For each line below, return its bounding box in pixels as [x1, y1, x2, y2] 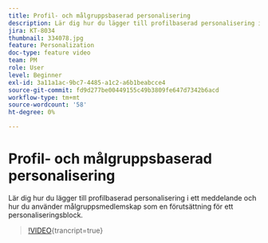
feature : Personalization [8, 42, 94, 50]
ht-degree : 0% [8, 109, 56, 117]
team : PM [8, 57, 37, 65]
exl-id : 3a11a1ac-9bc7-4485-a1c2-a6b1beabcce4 [8, 78, 166, 86]
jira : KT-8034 [8, 26, 56, 34]
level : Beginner [8, 71, 62, 79]
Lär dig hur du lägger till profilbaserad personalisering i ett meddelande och [8, 193, 257, 202]
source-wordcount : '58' [8, 101, 88, 109]
